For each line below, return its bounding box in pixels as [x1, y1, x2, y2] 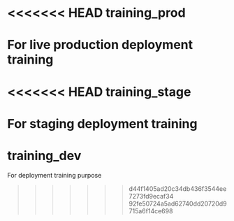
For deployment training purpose [7, 171, 102, 179]
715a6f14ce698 [129, 206, 173, 215]
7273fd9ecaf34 [129, 192, 174, 200]
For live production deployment [7, 37, 193, 53]
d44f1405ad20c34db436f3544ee [129, 184, 227, 193]
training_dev [7, 148, 82, 164]
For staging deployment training [7, 115, 198, 131]
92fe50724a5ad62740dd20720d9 [129, 199, 227, 208]
